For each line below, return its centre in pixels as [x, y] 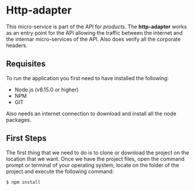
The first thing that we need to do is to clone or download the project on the [98, 152]
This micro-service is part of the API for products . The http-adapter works [96, 27]
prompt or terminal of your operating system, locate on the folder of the [93, 165]
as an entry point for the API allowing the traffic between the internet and [95, 32]
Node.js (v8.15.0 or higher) [47, 90]
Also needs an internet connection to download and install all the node [91, 113]
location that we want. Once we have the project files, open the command [95, 159]
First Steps [26, 138]
